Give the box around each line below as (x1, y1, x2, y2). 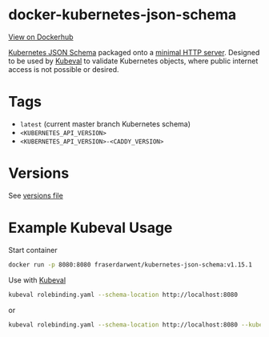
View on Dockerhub (8, 32, 74, 42)
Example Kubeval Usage (8, 219, 173, 237)
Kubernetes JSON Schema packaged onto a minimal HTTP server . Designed (8, 47, 260, 57)
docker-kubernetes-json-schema (8, 6, 237, 24)
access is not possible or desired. (8, 64, 119, 74)
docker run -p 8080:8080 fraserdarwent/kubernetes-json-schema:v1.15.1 (8, 260, 252, 269)
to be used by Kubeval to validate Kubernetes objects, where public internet (8, 56, 259, 66)
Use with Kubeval (8, 275, 66, 285)
